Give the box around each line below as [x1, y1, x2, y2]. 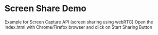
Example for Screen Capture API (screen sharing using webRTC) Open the [4, 19, 154, 25]
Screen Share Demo [4, 3, 87, 14]
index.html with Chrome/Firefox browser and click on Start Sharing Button [4, 24, 153, 30]
